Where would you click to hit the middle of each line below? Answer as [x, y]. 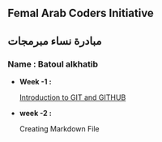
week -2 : [35, 114]
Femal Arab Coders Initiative [81, 13]
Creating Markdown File [59, 129]
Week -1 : [35, 82]
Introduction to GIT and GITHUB [72, 97]
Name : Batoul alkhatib [53, 64]
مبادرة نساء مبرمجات [55, 41]
